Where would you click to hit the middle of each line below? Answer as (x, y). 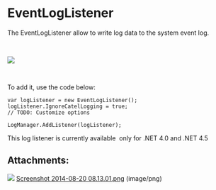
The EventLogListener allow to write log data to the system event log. (108, 33)
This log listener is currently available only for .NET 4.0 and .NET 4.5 (108, 138)
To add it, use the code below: (51, 87)
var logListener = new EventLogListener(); (73, 100)
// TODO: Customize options (49, 112)
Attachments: (38, 161)
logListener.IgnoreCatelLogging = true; (68, 106)
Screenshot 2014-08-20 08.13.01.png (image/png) (89, 178)
